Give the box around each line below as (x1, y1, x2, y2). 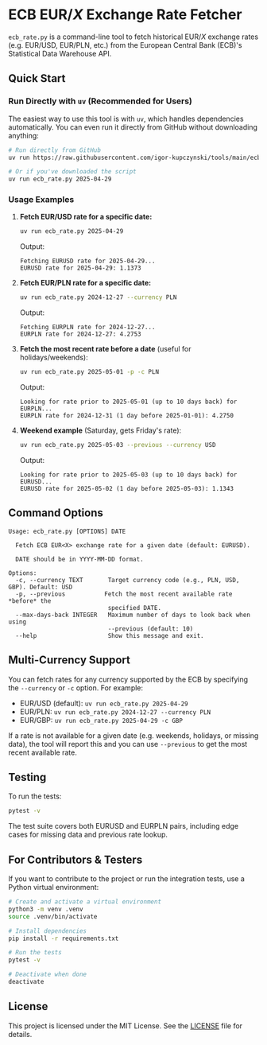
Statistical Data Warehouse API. (8, 49, 112, 58)
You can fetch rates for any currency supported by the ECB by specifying (8, 674, 249, 684)
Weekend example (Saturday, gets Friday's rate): (19, 425, 182, 435)
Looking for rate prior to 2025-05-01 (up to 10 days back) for (19, 398, 238, 406)
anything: (8, 130, 40, 140)
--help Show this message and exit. (15, 631, 204, 639)
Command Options (8, 507, 103, 520)
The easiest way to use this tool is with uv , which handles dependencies (8, 114, 244, 123)
